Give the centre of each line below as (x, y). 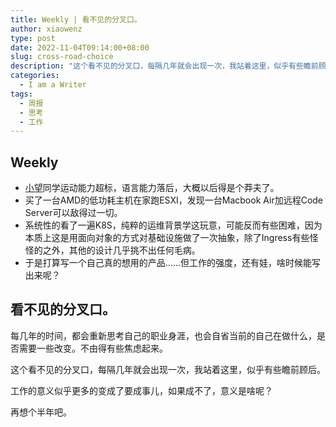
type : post (33, 38)
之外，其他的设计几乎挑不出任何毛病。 (121, 250)
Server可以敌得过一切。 (73, 213)
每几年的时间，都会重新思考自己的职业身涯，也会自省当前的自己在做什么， (163, 335)
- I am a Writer (53, 85)
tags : (21, 94)
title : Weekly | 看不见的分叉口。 (76, 19)
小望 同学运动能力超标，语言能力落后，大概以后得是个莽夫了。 (152, 188)
